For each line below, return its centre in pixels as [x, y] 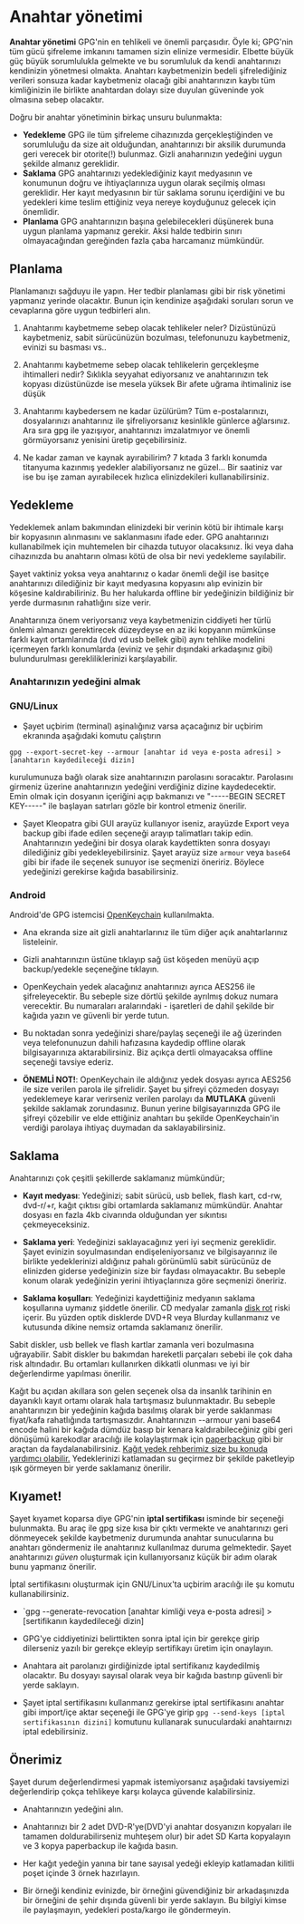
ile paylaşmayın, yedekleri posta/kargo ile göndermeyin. [126, 1909]
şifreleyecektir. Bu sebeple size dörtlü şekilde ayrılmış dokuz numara [150, 996]
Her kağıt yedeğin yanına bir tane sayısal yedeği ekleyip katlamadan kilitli [158, 1863]
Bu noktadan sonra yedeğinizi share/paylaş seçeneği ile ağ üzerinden [152, 1033]
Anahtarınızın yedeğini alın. [73, 1809]
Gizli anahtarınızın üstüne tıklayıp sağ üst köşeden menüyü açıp [141, 960]
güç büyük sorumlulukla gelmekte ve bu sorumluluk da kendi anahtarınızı [145, 61]
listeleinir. [40, 942]
